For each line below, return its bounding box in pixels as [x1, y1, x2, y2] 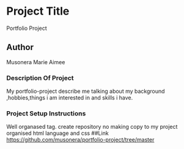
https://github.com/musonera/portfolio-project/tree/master [6, 136, 155, 144]
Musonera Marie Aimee [6, 58, 65, 65]
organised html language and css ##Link [6, 129, 109, 137]
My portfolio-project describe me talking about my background [6, 87, 165, 95]
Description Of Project [6, 73, 75, 82]
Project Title [6, 4, 70, 18]
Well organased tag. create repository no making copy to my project [6, 123, 178, 131]
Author [6, 42, 34, 53]
